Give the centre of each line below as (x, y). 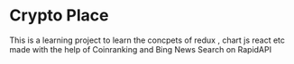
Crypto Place (59, 16)
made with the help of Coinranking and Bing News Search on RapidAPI (141, 49)
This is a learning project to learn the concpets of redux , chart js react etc (147, 40)
